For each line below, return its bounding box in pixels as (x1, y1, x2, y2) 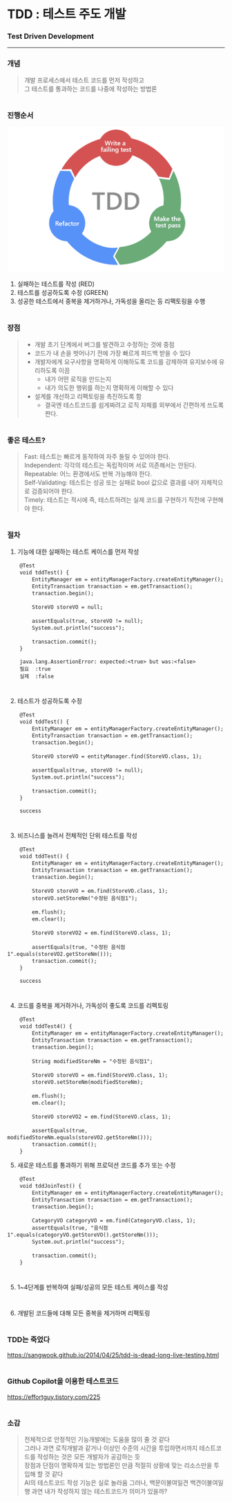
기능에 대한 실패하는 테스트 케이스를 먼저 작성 (17, 548, 139, 556)
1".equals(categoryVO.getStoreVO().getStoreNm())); (7, 1231, 159, 1239)
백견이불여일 (189, 1478, 224, 1487)
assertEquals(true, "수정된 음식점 (32, 944, 126, 951)
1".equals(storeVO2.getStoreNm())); (7, 951, 113, 958)
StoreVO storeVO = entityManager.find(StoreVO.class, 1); (32, 752, 202, 760)
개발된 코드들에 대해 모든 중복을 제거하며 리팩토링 (17, 1309, 151, 1317)
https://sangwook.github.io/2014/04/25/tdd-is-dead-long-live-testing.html (7, 1351, 220, 1359)
